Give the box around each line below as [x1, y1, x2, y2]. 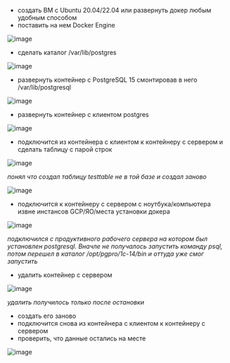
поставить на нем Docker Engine [17, 21, 115, 29]
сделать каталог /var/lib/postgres [17, 49, 117, 56]
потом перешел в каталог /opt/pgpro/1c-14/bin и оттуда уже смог [7, 250, 204, 258]
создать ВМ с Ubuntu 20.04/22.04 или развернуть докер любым [17, 6, 212, 14]
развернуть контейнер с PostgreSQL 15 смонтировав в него [17, 75, 198, 84]
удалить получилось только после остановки [7, 298, 145, 306]
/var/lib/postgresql [17, 83, 72, 91]
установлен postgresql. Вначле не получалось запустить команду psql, [7, 242, 223, 250]
